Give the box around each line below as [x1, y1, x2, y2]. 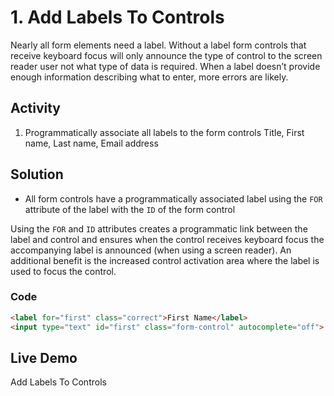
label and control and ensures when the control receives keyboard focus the [10, 233, 325, 245]
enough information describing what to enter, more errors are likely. [10, 71, 289, 83]
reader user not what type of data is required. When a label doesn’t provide [10, 60, 321, 72]
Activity [10, 100, 62, 117]
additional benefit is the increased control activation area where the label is [10, 254, 320, 266]
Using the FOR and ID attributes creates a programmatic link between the [10, 222, 308, 235]
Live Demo [10, 350, 78, 366]
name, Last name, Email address [24, 137, 159, 149]
